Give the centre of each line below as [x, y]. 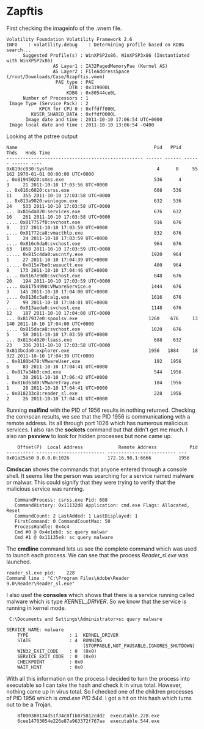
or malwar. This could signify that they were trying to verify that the [91, 482]
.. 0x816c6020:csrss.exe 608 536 [94, 190]
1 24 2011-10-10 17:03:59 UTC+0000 [57, 238]
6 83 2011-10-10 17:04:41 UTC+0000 [57, 367]
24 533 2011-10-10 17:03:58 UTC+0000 [59, 206]
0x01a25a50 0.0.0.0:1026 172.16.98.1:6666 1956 [98, 458]
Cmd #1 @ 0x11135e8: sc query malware [64, 537]
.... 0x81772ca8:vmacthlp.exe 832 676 [94, 233]
